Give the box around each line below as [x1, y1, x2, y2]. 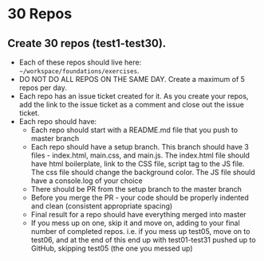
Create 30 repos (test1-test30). [7, 37, 167, 50]
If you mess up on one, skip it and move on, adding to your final [30, 218, 240, 228]
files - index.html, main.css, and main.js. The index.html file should [30, 150, 250, 160]
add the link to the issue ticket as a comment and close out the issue [18, 100, 245, 109]
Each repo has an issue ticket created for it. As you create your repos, [18, 92, 249, 100]
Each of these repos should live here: [18, 57, 142, 67]
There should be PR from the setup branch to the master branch [30, 185, 242, 193]
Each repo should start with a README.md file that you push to [30, 125, 238, 134]
